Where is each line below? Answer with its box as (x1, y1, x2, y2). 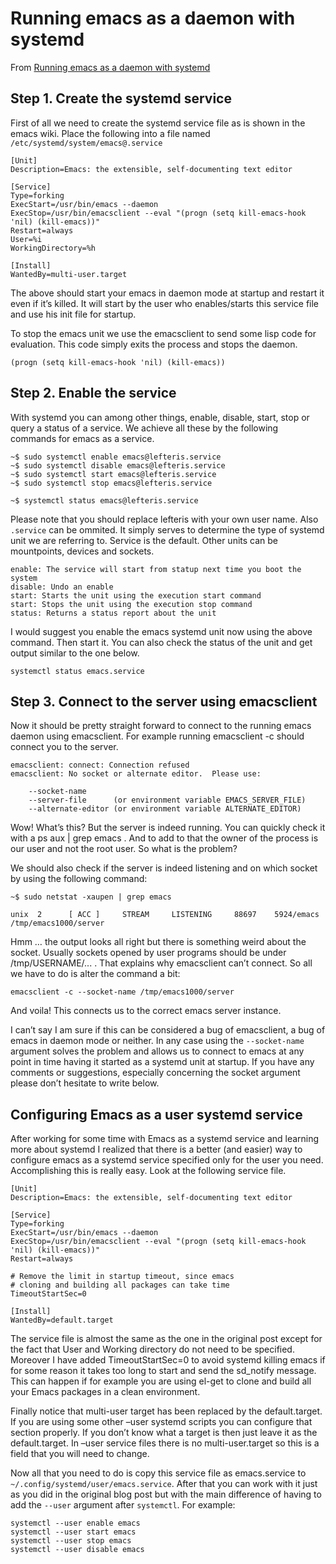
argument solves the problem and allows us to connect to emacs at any (10, 1045, 305, 1057)
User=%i (10, 234, 43, 244)
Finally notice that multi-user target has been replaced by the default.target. (10, 1405, 323, 1417)
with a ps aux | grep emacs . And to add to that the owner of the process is (10, 832, 319, 844)
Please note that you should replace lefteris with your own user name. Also (10, 513, 319, 525)
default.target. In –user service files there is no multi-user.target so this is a (10, 1437, 320, 1449)
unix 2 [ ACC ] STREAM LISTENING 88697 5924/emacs (10, 910, 320, 920)
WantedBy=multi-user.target (10, 269, 128, 279)
